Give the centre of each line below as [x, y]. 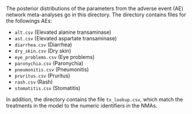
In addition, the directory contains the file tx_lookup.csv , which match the [95, 99]
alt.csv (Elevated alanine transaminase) [63, 32]
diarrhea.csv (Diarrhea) [43, 44]
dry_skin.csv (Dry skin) [43, 51]
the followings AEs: [29, 21]
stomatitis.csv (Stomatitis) [47, 88]
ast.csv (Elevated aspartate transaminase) [66, 38]
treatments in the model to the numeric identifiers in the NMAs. [82, 106]
